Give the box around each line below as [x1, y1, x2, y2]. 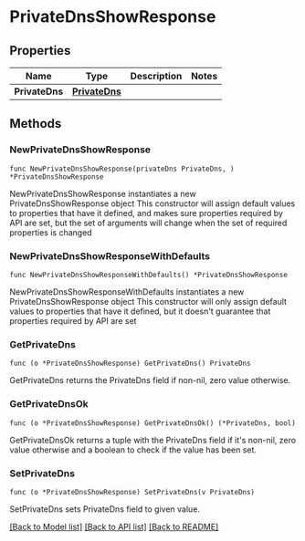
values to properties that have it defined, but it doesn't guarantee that [9, 306, 271, 317]
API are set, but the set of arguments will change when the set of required [9, 217, 288, 228]
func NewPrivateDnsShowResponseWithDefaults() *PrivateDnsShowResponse [9, 270, 288, 279]
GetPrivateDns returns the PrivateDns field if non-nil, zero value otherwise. [9, 375, 290, 386]
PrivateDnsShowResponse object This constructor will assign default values [9, 198, 296, 209]
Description [130, 70, 183, 82]
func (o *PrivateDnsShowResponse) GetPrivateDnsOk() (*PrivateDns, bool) [9, 418, 297, 428]
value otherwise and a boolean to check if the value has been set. [9, 444, 258, 455]
